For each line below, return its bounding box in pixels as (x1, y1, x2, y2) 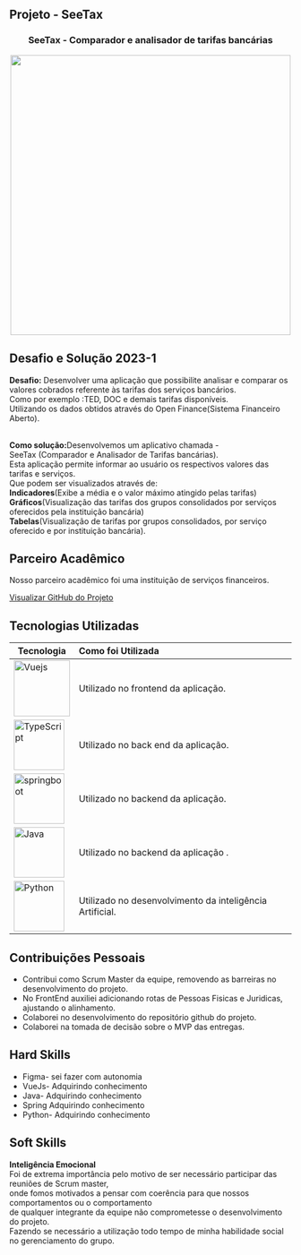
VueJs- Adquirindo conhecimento (21, 1080, 148, 1091)
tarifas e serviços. (9, 468, 76, 478)
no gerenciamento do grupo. (9, 1235, 115, 1246)
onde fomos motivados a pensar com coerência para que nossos (9, 1187, 249, 1199)
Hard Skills (9, 1047, 71, 1062)
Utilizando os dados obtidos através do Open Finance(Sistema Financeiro (9, 403, 280, 414)
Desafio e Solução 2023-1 (9, 351, 157, 366)
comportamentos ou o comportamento (9, 1197, 152, 1208)
